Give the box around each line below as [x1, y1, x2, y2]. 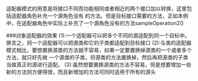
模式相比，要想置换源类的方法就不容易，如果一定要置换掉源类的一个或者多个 [6, 47, 192, 54]
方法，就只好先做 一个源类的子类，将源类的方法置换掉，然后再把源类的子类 [6, 54, 189, 61]
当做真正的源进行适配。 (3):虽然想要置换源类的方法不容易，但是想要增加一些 [6, 61, 192, 68]
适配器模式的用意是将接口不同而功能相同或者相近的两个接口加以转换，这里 [6, 5, 187, 12]
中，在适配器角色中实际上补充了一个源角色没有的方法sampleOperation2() [6, 20, 184, 26]
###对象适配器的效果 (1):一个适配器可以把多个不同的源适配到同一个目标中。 [6, 32, 190, 39]
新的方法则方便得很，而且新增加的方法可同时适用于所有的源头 [6, 69, 156, 75]
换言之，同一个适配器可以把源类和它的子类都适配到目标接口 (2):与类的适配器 [6, 40, 192, 46]
